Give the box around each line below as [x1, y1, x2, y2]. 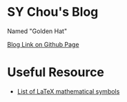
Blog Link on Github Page [7, 40, 79, 48]
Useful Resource [7, 65, 105, 80]
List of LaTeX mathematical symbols [17, 87, 120, 95]
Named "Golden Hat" [7, 27, 68, 35]
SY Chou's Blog [7, 4, 99, 20]
